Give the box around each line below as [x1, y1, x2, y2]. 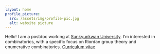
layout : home [5, 7, 32, 12]
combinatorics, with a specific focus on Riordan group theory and [5, 39, 137, 45]
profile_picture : [5, 12, 40, 16]
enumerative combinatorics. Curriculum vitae [5, 44, 96, 50]
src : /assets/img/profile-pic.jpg [9, 16, 79, 21]
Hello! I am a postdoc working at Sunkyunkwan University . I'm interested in [5, 34, 155, 40]
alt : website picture [9, 20, 53, 26]
